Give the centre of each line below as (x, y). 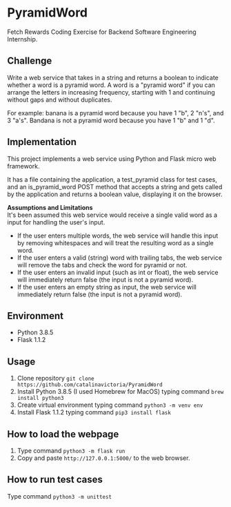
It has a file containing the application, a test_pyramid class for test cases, (112, 179)
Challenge (30, 61)
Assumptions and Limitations (50, 207)
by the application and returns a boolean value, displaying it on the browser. (115, 194)
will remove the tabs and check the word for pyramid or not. (102, 265)
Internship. (22, 39)
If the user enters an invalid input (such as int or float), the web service (118, 272)
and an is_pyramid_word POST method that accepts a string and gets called (115, 186)
